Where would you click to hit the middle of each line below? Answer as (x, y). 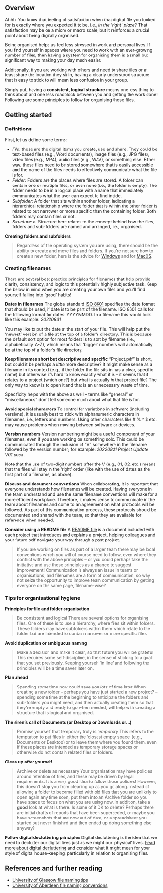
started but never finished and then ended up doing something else (84, 823)
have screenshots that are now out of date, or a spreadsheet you (81, 818)
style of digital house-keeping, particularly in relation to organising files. (77, 853)
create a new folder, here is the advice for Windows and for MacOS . (85, 256)
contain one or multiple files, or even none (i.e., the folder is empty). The (84, 185)
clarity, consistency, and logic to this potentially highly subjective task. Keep (81, 284)
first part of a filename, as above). (39, 474)
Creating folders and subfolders (38, 236)
